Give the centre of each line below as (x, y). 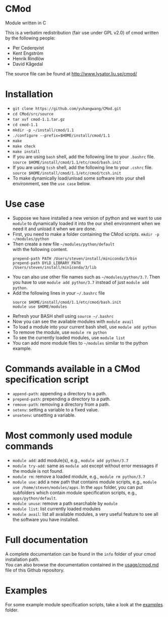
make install (26, 152)
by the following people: (30, 38)
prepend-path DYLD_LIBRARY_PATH (46, 263)
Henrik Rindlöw (28, 58)
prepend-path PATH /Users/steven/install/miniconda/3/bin (75, 259)
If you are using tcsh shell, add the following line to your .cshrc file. (82, 167)
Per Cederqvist (28, 48)
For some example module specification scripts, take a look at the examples (84, 604)
